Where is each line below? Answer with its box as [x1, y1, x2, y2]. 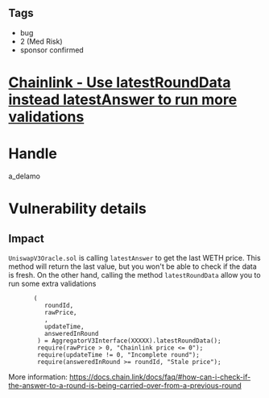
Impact [8, 232, 44, 245]
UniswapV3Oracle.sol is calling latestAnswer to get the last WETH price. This [8, 253, 261, 262]
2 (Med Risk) [19, 36, 63, 46]
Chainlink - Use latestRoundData [8, 73, 231, 91]
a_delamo [8, 171, 40, 181]
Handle [8, 145, 58, 163]
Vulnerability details [8, 199, 147, 218]
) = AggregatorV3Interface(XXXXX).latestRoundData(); [37, 337, 221, 345]
